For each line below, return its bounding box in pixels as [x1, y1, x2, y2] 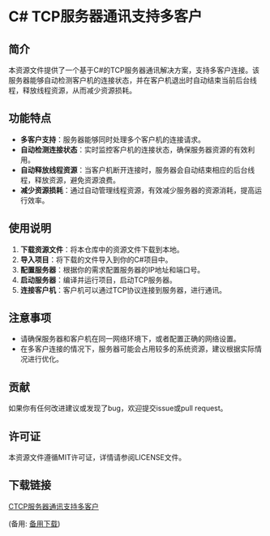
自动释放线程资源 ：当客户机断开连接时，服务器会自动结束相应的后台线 [19, 165, 255, 174]
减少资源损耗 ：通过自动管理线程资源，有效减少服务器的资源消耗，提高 [19, 185, 255, 195]
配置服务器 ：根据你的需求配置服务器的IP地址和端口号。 [19, 264, 205, 274]
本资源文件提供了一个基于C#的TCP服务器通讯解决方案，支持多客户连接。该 [8, 66, 259, 75]
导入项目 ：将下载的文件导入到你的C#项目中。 [19, 255, 173, 264]
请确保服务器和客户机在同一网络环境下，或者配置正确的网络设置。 [19, 334, 241, 344]
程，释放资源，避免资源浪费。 [19, 175, 120, 185]
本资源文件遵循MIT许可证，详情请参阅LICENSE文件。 [8, 452, 186, 462]
